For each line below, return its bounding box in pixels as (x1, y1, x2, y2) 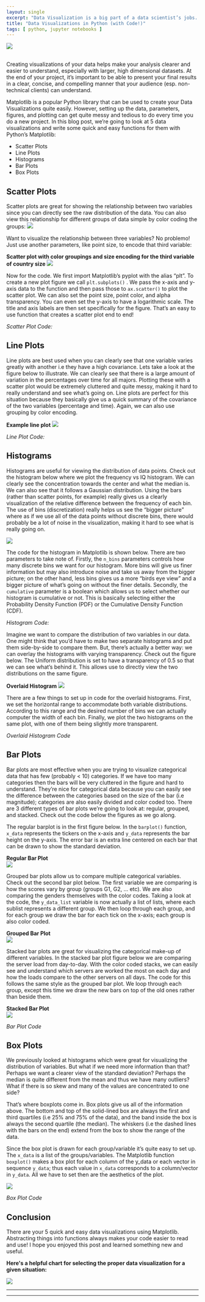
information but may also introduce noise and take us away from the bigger (6, 568, 195, 575)
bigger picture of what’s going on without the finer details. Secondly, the (6, 581, 188, 588)
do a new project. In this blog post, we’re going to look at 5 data (6, 118, 167, 125)
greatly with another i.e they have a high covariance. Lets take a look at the (6, 363, 195, 370)
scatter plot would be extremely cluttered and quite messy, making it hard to (6, 382, 198, 390)
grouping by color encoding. (6, 409, 78, 416)
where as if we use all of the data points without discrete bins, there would (6, 512, 193, 520)
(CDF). (6, 607, 23, 614)
